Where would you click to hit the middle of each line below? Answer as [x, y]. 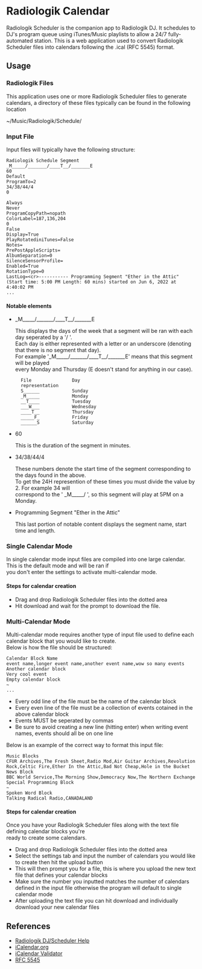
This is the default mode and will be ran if [58, 566]
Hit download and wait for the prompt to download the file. [88, 606]
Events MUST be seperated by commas [64, 720]
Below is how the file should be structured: [59, 647]
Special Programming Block [40, 782]
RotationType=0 [25, 271]
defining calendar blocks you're [46, 832]
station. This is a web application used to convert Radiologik [109, 40]
